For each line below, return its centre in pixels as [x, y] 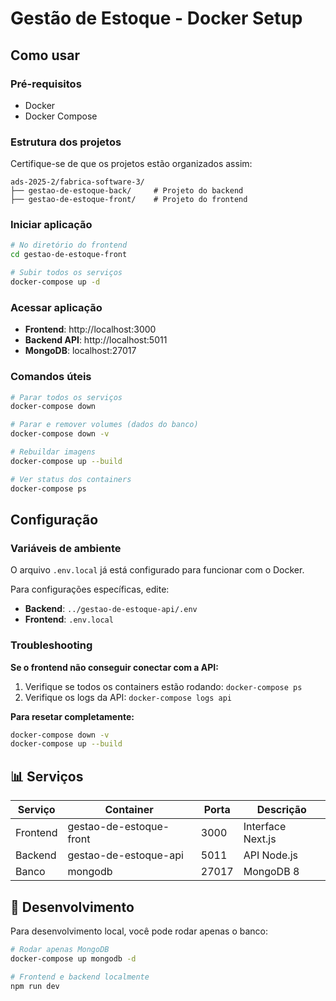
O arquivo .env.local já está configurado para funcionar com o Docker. [157, 570]
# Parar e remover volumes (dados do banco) [104, 425]
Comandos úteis [51, 377]
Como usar [45, 55]
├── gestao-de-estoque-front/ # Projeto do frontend [129, 200]
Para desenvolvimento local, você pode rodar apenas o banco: [139, 931]
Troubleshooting [51, 645]
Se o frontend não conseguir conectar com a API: [114, 667]
